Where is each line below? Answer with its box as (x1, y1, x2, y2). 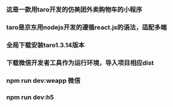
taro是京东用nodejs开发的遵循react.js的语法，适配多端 (6, 23, 168, 31)
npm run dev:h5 (6, 92, 54, 101)
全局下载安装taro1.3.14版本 (6, 41, 85, 49)
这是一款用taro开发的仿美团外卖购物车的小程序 (6, 5, 143, 13)
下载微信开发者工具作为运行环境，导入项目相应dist (6, 59, 154, 67)
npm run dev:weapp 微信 (6, 76, 80, 85)
